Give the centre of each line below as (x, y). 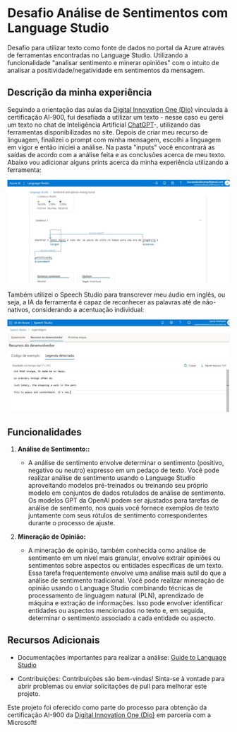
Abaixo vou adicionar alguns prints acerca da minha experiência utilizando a (118, 162)
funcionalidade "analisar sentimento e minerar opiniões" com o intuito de (113, 62)
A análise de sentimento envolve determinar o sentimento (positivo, (126, 463)
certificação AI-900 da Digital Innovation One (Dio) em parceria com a (109, 715)
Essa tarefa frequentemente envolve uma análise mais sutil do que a (127, 573)
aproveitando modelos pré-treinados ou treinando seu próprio (118, 486)
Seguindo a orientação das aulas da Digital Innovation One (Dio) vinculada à (118, 109)
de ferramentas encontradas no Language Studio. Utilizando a (98, 55)
